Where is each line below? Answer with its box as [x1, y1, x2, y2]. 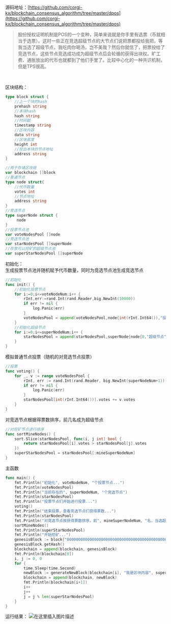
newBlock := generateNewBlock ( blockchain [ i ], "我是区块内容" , [23, 570, 154, 575]
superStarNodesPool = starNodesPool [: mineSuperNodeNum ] [14, 451, 136, 456]
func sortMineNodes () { [5, 431, 56, 436]
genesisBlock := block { [14, 537, 65, 542]
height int [14, 142, 38, 147]
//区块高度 [14, 137, 35, 142]
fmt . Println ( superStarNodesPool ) [14, 527, 85, 533]
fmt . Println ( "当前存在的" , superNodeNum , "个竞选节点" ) [14, 490, 128, 495]
